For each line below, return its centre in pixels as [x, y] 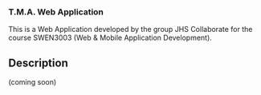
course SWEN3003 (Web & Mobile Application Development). [110, 38]
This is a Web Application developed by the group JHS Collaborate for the [130, 30]
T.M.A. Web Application [56, 12]
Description [38, 63]
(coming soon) [33, 82]
